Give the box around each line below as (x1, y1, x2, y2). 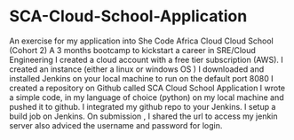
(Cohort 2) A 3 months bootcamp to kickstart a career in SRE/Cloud (9, 44, 256, 55)
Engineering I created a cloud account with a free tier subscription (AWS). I (9, 54, 283, 65)
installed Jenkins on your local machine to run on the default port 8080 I (9, 73, 274, 83)
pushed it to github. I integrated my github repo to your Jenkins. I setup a (9, 101, 276, 112)
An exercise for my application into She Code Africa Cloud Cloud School (9, 35, 274, 46)
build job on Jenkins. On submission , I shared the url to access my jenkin (9, 111, 278, 121)
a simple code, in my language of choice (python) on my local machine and (9, 91, 284, 103)
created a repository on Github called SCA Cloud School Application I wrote (9, 82, 286, 93)
